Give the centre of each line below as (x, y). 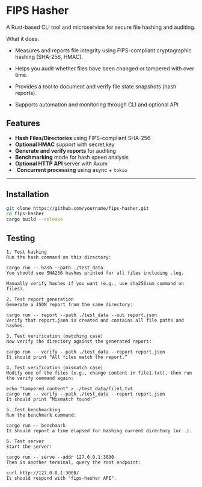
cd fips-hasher (25, 214)
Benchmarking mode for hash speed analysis (72, 157)
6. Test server (25, 441)
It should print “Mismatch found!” (51, 399)
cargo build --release (35, 219)
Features (23, 124)
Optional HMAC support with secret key (65, 144)
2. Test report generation (40, 299)
